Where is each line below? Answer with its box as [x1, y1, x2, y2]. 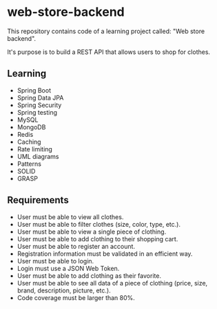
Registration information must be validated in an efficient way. [17, 250, 193, 258]
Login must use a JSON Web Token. [17, 264, 120, 272]
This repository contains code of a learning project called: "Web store [7, 27, 205, 35]
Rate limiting [17, 144, 53, 153]
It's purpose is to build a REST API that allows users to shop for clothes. [7, 48, 211, 56]
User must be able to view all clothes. [17, 212, 124, 221]
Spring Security [17, 101, 62, 109]
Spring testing [17, 108, 57, 116]
